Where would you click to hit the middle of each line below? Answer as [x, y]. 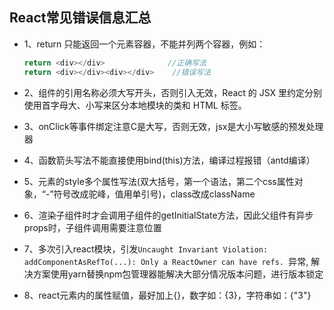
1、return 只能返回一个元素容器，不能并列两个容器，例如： [144, 44]
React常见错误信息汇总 [80, 18]
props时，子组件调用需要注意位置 [92, 227]
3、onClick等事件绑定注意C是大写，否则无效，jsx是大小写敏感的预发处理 [173, 126]
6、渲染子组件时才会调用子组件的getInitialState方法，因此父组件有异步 [168, 215]
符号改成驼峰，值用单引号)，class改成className [154, 194]
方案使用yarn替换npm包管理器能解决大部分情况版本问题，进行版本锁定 [178, 274]
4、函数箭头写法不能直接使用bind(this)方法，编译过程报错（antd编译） [169, 160]
